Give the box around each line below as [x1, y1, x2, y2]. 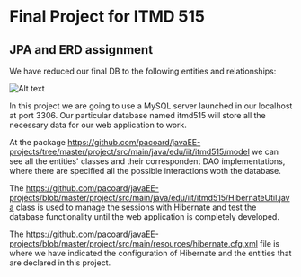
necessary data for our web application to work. [9, 119, 187, 130]
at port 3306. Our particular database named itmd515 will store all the [9, 110, 267, 120]
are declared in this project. [9, 257, 111, 268]
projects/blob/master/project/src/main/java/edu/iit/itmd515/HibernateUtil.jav [9, 193, 290, 203]
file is [260, 238, 280, 248]
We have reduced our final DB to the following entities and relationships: [9, 65, 277, 76]
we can [251, 146, 279, 157]
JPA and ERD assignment [9, 42, 154, 57]
